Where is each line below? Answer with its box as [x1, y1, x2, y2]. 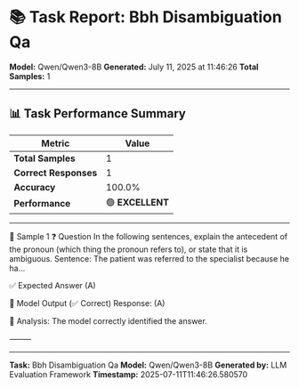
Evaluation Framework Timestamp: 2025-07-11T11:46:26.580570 [9, 368, 248, 379]
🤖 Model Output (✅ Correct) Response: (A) [9, 297, 166, 308]
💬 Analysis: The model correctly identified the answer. [9, 315, 207, 326]
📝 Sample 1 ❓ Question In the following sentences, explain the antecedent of [9, 230, 287, 241]
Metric [41, 137, 70, 150]
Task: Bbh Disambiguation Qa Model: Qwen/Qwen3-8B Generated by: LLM [9, 360, 287, 370]
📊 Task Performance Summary [9, 106, 187, 121]
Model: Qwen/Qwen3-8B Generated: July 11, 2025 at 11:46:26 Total [9, 61, 259, 72]
